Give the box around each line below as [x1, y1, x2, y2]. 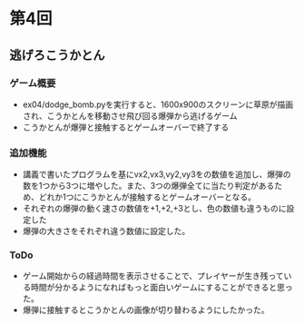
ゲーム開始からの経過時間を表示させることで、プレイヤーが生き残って [22, 270, 284, 281]
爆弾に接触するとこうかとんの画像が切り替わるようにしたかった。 [22, 305, 270, 316]
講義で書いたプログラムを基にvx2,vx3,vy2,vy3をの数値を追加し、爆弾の [22, 169, 292, 180]
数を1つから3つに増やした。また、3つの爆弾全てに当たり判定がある [22, 181, 275, 191]
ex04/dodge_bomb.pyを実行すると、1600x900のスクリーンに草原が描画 [22, 99, 294, 110]
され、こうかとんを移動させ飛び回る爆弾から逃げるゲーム [22, 110, 238, 121]
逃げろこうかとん [9, 47, 105, 63]
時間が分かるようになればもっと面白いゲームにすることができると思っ [30, 282, 293, 293]
